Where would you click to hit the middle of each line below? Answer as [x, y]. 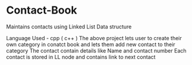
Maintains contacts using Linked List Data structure [69, 27]
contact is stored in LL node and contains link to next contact [81, 57]
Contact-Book [42, 10]
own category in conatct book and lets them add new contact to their [91, 44]
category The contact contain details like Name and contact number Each [96, 50]
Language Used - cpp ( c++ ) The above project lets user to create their [94, 38]
